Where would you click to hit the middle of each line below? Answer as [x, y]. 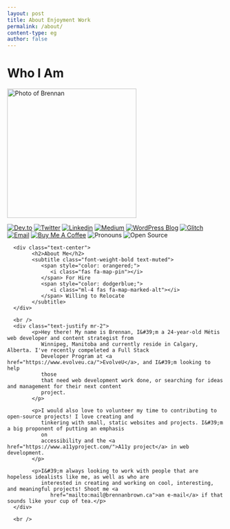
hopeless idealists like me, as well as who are [78, 477]
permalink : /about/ [35, 26]
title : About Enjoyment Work [49, 20]
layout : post [26, 13]
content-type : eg [32, 33]
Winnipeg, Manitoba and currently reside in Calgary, [119, 345]
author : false [28, 39]
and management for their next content [64, 387]
